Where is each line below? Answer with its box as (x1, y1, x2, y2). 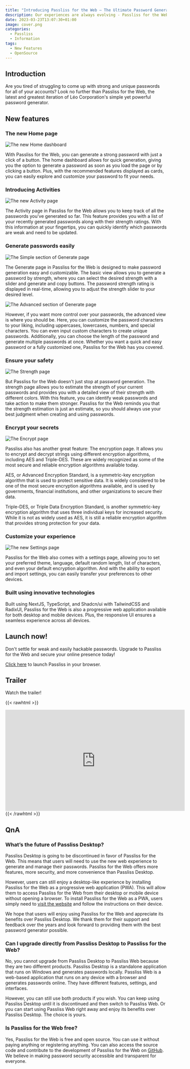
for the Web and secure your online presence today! (5, 651, 115, 658)
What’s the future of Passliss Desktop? (5, 841, 104, 848)
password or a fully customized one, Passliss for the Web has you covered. (5, 344, 164, 350)
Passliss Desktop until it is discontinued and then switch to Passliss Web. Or (5, 1001, 165, 1007)
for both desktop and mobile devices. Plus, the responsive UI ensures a (5, 612, 156, 618)
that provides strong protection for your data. (5, 520, 101, 527)
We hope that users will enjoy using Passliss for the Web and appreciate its (5, 911, 164, 917)
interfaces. (5, 985, 28, 991)
